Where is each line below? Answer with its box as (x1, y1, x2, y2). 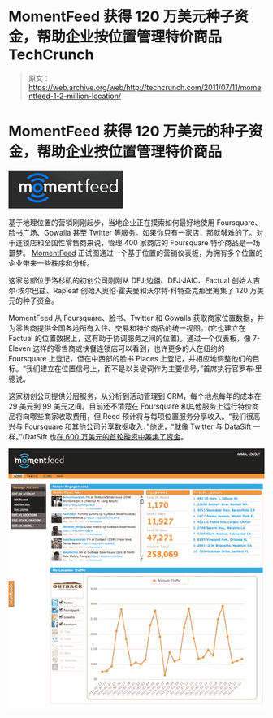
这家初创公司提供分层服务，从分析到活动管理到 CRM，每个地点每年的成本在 (8, 391, 262, 400)
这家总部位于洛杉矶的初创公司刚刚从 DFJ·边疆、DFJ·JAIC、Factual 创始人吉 (8, 275, 261, 285)
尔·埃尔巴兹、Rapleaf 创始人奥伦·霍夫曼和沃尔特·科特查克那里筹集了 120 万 (8, 285, 258, 295)
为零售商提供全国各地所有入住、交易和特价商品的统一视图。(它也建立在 (8, 322, 246, 333)
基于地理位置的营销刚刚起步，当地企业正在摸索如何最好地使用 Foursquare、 (8, 217, 262, 227)
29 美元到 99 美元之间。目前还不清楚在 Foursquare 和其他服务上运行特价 (8, 401, 253, 411)
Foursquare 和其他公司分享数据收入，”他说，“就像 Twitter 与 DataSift (24, 422, 252, 431)
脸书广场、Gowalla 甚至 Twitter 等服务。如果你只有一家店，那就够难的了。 (8, 227, 257, 237)
